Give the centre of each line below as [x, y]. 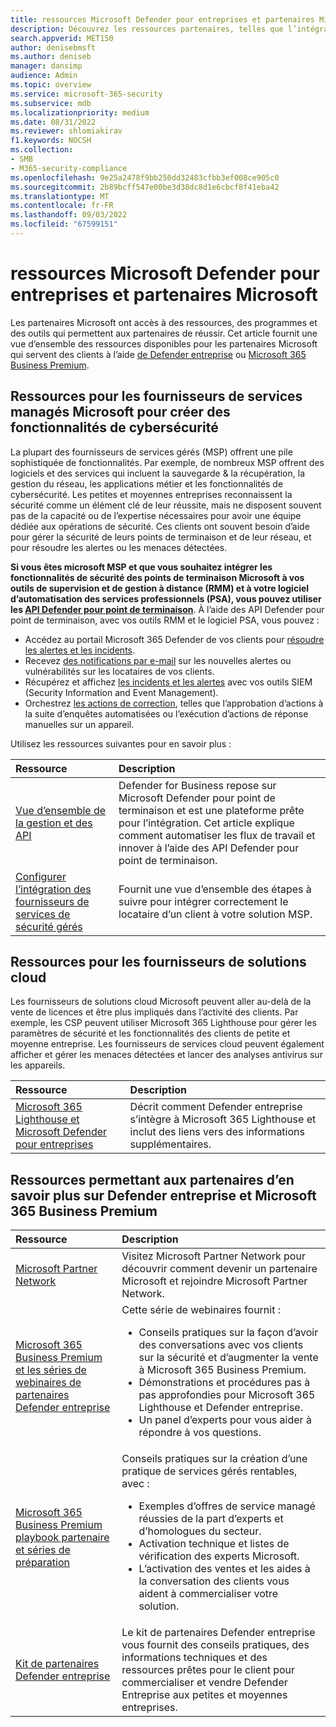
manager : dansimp [46, 66]
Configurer [41, 876]
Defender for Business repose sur [197, 785]
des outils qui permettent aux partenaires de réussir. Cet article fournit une [164, 333]
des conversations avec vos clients [221, 1345]
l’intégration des [53, 889]
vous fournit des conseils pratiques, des [215, 1645]
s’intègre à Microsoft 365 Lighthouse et [223, 1119]
